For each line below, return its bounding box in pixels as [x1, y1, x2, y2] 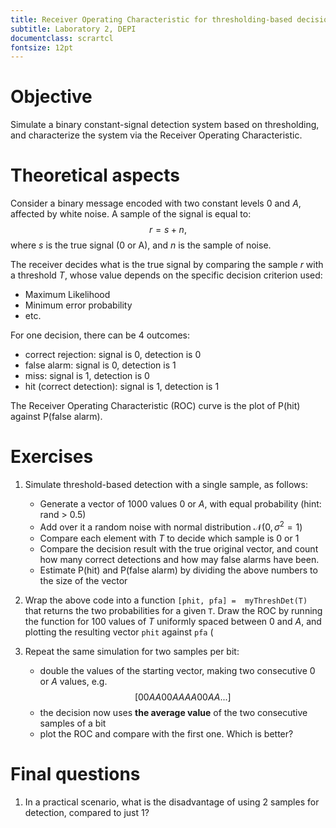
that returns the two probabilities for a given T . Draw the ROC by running [24, 604, 323, 616]
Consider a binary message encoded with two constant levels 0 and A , [10, 197, 302, 210]
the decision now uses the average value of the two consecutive [39, 706, 308, 718]
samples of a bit [39, 717, 107, 729]
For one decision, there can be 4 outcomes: [10, 329, 190, 341]
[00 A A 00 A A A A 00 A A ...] [134, 691, 232, 703]
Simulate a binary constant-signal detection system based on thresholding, [10, 119, 320, 131]
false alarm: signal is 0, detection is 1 [24, 359, 177, 371]
